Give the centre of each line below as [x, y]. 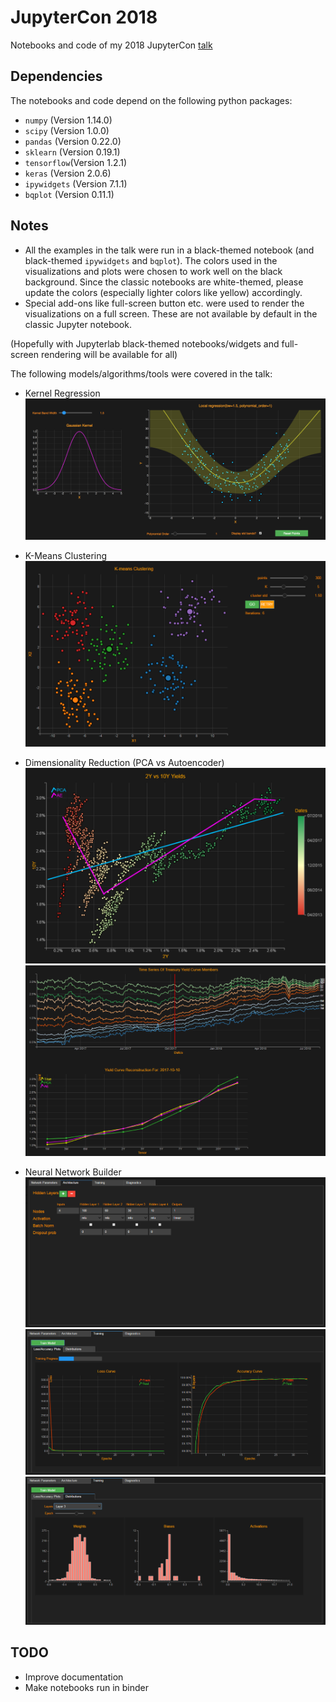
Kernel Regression [62, 393]
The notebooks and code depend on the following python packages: [151, 100]
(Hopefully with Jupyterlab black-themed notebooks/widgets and [145, 343]
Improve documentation [74, 1677]
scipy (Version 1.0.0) [67, 130]
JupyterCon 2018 [84, 17]
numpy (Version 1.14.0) [68, 120]
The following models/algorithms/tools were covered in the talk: [141, 373]
